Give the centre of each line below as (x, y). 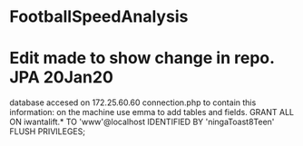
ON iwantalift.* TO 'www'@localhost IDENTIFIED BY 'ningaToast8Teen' (142, 122)
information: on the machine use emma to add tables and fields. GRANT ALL (152, 112)
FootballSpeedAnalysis (99, 17)
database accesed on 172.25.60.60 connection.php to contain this (133, 102)
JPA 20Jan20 (61, 78)
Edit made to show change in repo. (142, 58)
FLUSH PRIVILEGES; (48, 131)
